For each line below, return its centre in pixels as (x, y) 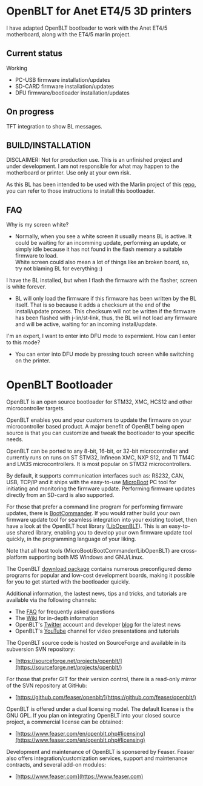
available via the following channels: (52, 600)
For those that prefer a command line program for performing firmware (95, 507)
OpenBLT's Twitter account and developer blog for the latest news (98, 625)
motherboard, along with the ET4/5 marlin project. (69, 34)
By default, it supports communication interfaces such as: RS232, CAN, (95, 476)
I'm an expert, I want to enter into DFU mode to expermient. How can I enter (101, 336)
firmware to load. (36, 256)
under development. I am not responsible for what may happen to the (93, 166)
